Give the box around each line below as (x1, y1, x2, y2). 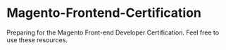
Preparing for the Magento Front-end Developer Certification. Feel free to (6, 28, 220, 37)
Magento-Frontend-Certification (6, 5, 202, 21)
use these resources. (6, 35, 68, 44)
